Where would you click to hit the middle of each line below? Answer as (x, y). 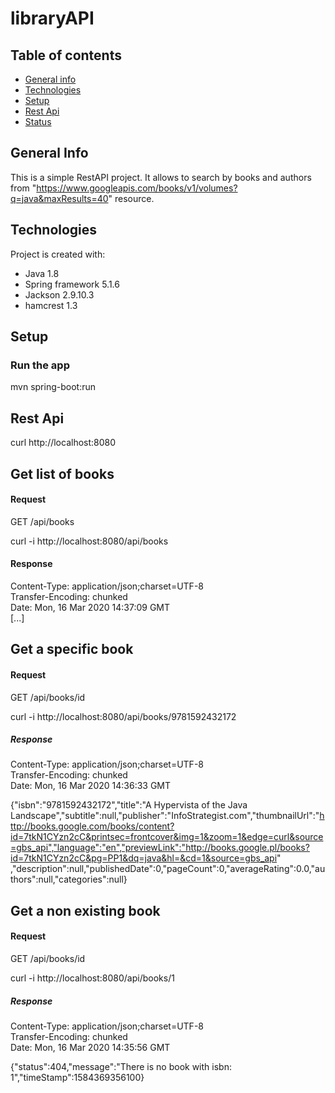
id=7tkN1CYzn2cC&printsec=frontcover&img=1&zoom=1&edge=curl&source (167, 837)
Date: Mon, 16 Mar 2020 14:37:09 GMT (90, 607)
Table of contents (66, 55)
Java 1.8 (42, 273)
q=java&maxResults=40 (59, 198)
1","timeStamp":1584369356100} (77, 1078)
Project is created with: (58, 254)
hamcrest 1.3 (51, 305)
